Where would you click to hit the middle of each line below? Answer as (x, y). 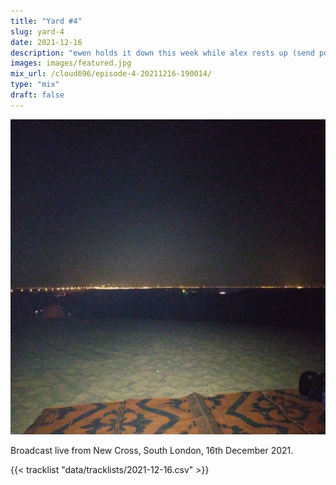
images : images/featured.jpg (71, 63)
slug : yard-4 (37, 31)
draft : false (37, 95)
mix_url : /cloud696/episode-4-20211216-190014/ (111, 74)
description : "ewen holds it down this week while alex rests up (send (162, 53)
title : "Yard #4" (46, 21)
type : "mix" (35, 85)
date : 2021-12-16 (46, 42)
